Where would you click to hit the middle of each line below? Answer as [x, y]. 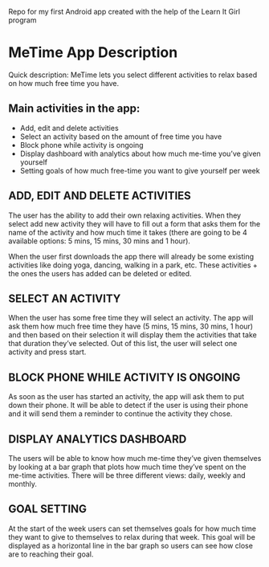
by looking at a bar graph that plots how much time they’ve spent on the [127, 467]
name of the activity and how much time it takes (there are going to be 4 [128, 232]
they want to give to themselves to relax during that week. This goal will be [132, 536]
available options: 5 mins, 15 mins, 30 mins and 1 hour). [100, 241]
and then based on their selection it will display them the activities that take [132, 335]
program [22, 20]
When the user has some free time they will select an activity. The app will [131, 318]
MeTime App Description [93, 53]
